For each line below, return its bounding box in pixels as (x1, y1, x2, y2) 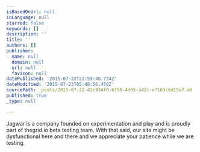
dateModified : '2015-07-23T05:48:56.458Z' (6, 82, 114, 88)
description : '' (6, 31, 47, 37)
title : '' (6, 37, 31, 43)
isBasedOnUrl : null (6, 8, 55, 15)
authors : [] (6, 43, 36, 49)
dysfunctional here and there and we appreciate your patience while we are (6, 133, 194, 140)
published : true (6, 93, 47, 99)
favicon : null (11, 70, 47, 76)
